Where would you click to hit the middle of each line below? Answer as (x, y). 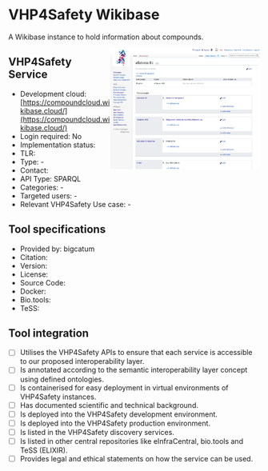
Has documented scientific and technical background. (109, 405)
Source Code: (42, 282)
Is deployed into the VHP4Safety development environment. (119, 414)
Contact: (34, 170)
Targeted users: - (48, 196)
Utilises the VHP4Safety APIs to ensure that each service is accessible (136, 353)
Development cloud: (53, 94)
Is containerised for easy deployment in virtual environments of (124, 387)
